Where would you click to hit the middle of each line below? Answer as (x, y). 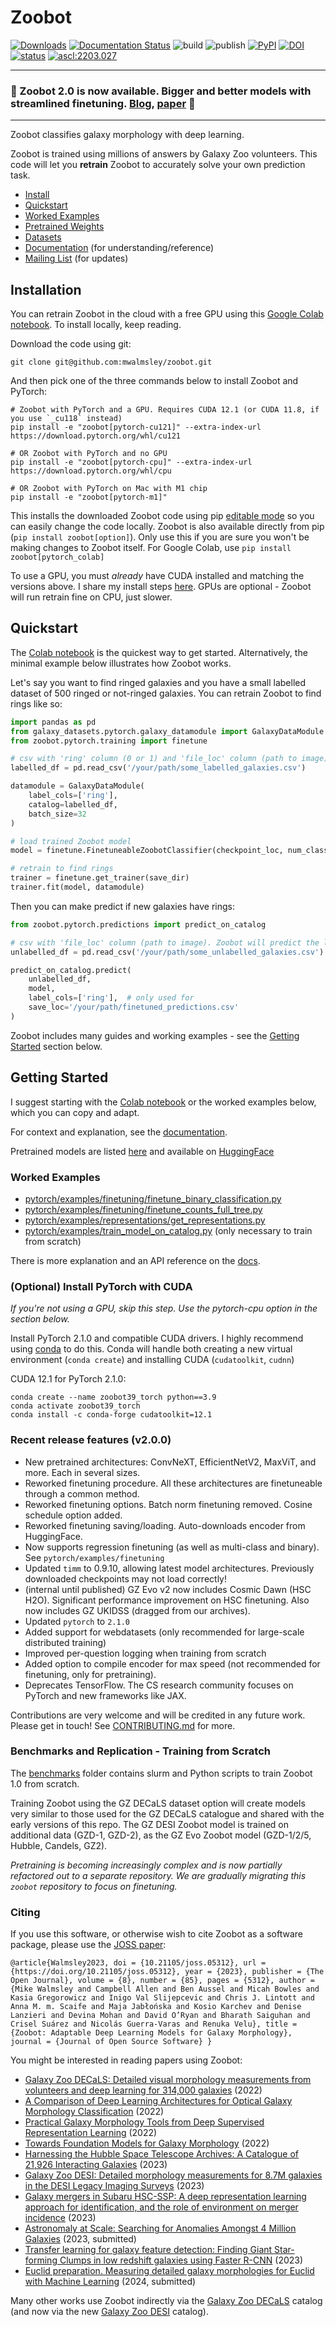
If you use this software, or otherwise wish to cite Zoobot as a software (156, 1934)
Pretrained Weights (64, 227)
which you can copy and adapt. (75, 1112)
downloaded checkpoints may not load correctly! (126, 1578)
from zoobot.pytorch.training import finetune (109, 741)
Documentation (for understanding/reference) (119, 248)
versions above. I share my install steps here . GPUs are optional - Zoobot (161, 587)
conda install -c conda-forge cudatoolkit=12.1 (111, 1415)
